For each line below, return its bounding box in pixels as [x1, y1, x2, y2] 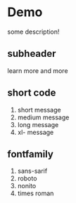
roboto [17, 174, 37, 183]
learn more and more [7, 66, 68, 74]
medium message [17, 113, 70, 122]
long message [17, 120, 59, 129]
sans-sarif [17, 166, 48, 176]
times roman [17, 189, 54, 197]
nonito [17, 182, 37, 190]
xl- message [17, 128, 54, 136]
